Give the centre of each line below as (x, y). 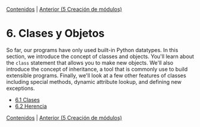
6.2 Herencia (31, 106)
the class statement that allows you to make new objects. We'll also (90, 62)
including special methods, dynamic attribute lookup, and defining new (94, 81)
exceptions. (20, 88)
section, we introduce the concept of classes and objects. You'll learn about (100, 56)
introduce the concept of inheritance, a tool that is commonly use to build (97, 69)
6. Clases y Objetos (56, 34)
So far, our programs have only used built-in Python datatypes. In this (92, 50)
